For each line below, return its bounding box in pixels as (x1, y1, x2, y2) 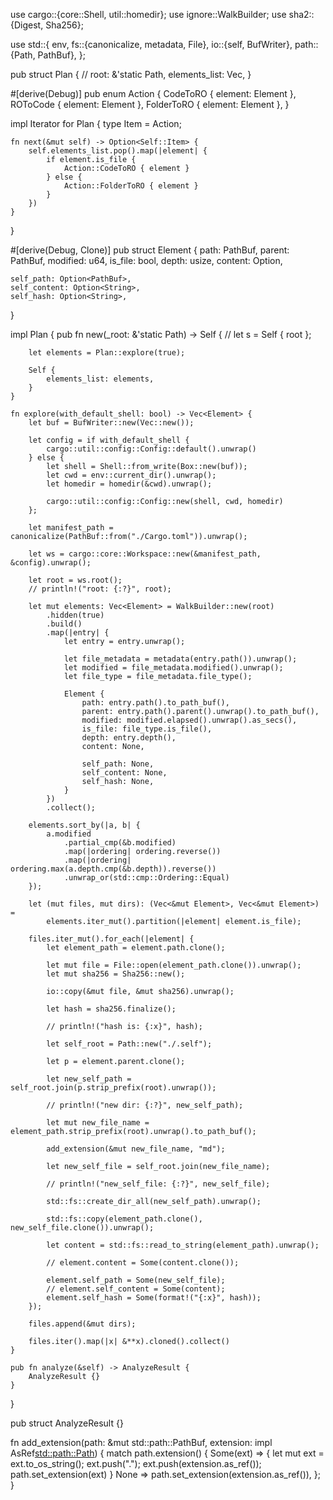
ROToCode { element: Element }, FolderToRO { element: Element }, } (10, 99, 290, 110)
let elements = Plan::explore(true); (28, 348, 186, 358)
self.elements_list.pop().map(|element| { (28, 146, 208, 156)
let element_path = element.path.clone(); (46, 943, 226, 953)
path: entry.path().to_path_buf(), (81, 698, 230, 708)
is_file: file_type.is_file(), (81, 724, 213, 734)
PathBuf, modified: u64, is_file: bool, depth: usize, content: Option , (10, 255, 283, 266)
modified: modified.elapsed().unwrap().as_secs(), (81, 715, 298, 725)
